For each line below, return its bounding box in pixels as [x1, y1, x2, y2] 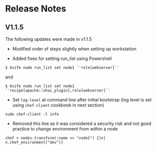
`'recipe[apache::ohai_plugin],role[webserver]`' [5, 88, 111, 93]
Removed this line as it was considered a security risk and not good [12, 120, 152, 126]
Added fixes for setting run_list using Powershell [12, 55, 112, 61]
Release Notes [5, 3, 66, 14]
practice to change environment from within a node [12, 126, 118, 131]
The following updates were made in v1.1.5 [5, 36, 92, 42]
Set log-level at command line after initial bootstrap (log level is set [12, 97, 152, 102]
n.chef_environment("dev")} [5, 140, 64, 145]
